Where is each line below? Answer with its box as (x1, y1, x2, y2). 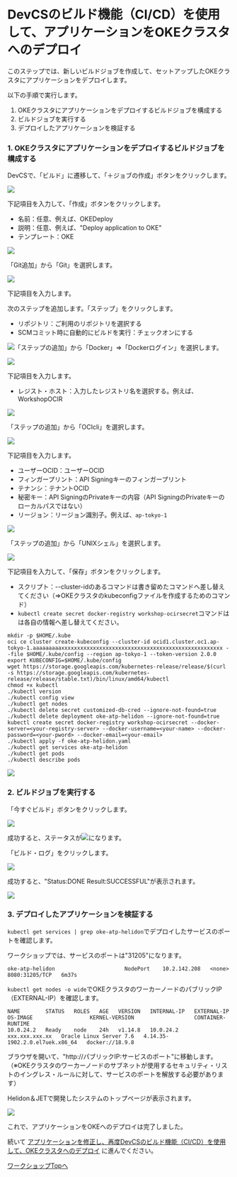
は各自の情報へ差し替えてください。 (17, 618, 123, 627)
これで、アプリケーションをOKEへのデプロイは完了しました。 (7, 1122, 187, 1131)
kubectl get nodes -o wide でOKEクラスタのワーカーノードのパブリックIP (7, 985, 223, 993)
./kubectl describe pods (7, 757, 81, 764)
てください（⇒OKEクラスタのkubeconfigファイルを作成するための (17, 591, 212, 600)
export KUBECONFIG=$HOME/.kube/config (7, 657, 122, 664)
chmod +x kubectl (7, 682, 59, 689)
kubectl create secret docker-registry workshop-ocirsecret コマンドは (17, 609, 230, 618)
